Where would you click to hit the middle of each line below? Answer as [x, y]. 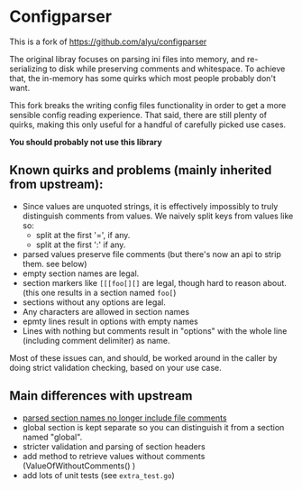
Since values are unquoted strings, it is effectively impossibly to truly [150, 206]
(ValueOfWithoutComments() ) [79, 466]
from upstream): [56, 185]
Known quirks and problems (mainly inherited [141, 170]
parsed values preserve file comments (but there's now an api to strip [151, 254]
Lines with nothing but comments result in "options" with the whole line [155, 330]
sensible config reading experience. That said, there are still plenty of [138, 115]
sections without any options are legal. [94, 302]
